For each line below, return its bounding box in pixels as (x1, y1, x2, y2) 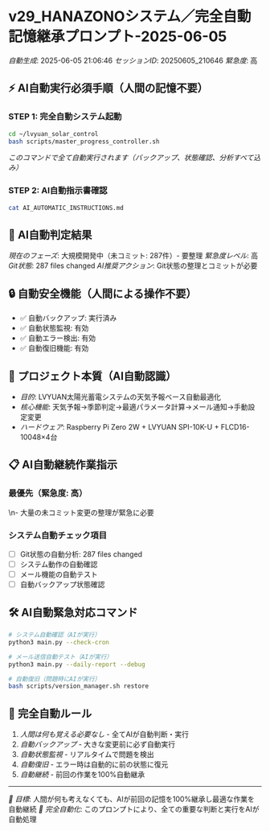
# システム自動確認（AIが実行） (8, 631, 100, 640)
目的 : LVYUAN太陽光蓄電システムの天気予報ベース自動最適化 (19, 392, 222, 401)
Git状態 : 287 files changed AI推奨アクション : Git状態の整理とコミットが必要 (8, 261, 258, 270)
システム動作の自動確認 (19, 560, 98, 570)
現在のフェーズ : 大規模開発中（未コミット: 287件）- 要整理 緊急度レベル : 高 (8, 251, 259, 261)
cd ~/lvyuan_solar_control (8, 130, 99, 138)
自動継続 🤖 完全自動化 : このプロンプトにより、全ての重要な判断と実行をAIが (8, 804, 260, 814)
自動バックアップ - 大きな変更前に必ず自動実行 (19, 739, 176, 749)
